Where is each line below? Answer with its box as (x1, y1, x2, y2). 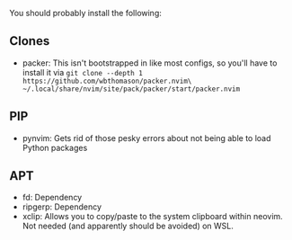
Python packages (22, 142, 88, 153)
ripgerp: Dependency (22, 201, 102, 212)
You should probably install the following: (9, 8, 162, 18)
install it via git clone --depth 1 (22, 67, 144, 77)
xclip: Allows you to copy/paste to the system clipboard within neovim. (22, 211, 283, 222)
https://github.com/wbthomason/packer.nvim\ (22, 76, 192, 85)
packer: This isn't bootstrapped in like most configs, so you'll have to (22, 58, 278, 68)
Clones (9, 33, 50, 49)
